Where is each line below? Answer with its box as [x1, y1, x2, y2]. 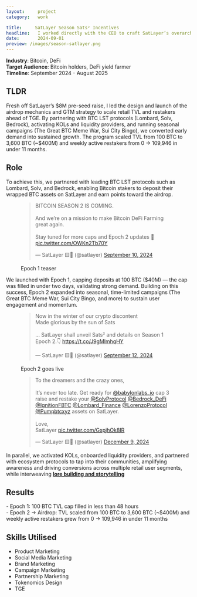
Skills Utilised [6, 532, 57, 542]
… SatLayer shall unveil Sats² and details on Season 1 [35, 331, 164, 338]
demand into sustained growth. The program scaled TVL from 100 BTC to [6, 133, 183, 140]
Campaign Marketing [14, 567, 66, 574]
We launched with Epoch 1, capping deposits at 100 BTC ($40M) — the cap [6, 276, 188, 283]
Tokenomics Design [14, 579, 63, 586]
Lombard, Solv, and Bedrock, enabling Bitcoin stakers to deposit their [6, 184, 174, 191]
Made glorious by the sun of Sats [35, 318, 116, 325]
